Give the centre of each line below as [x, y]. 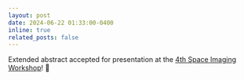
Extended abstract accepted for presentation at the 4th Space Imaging [122, 60]
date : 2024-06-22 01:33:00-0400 [61, 23]
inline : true [29, 30]
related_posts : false [44, 37]
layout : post [29, 15]
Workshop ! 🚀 [29, 68]
